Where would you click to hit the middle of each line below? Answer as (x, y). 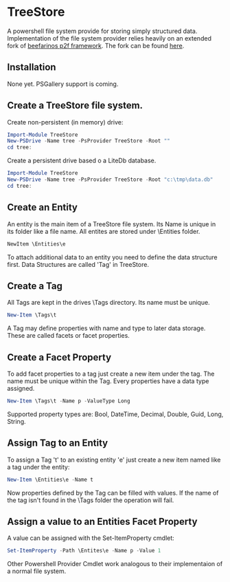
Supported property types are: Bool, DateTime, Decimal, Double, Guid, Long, (115, 414)
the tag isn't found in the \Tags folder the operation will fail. (91, 500)
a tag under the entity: (38, 467)
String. (16, 421)
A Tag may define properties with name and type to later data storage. (106, 328)
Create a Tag (35, 286)
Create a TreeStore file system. (75, 106)
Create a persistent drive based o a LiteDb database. (82, 161)
